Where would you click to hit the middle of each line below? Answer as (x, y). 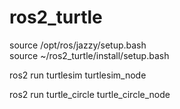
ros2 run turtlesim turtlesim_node (78, 75)
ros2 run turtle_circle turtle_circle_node (90, 94)
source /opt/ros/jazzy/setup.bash (78, 45)
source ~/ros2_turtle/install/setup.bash (89, 55)
